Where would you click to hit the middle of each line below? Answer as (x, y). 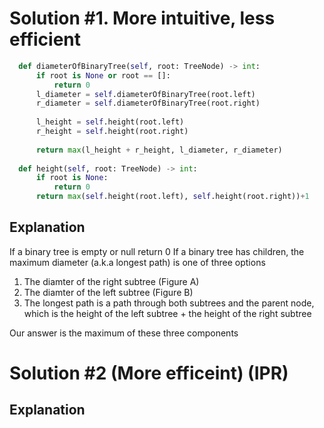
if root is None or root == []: (103, 75)
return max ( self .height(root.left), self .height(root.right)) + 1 (172, 197)
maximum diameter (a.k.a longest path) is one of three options (137, 262)
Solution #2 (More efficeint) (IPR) (149, 373)
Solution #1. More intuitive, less (142, 18)
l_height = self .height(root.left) (110, 122)
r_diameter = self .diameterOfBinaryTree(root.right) (148, 103)
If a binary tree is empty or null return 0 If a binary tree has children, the (157, 251)
